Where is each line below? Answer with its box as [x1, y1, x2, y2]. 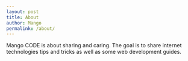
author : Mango [6, 20, 42, 26]
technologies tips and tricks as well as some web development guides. [6, 48, 182, 56]
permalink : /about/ [6, 25, 55, 32]
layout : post [6, 8, 39, 15]
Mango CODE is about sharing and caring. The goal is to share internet [6, 42, 182, 49]
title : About [6, 14, 39, 20]
